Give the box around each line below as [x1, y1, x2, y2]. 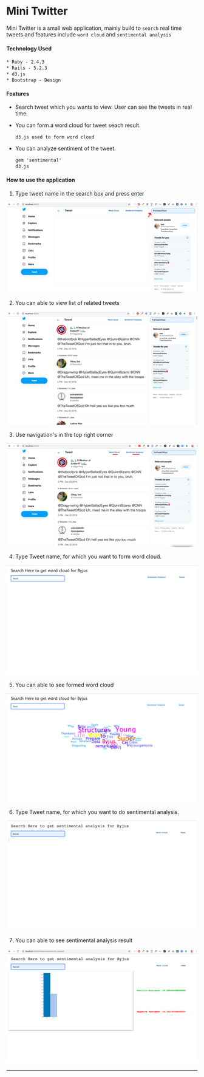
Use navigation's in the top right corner [15, 431, 114, 439]
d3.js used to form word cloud [15, 134, 95, 140]
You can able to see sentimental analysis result [15, 937, 133, 944]
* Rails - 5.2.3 [6, 65, 47, 71]
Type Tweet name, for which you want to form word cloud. [15, 553, 162, 560]
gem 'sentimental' [15, 157, 62, 163]
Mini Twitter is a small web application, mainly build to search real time [6, 24, 182, 32]
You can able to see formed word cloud [15, 681, 114, 688]
